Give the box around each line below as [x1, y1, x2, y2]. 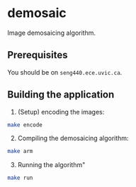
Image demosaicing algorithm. [7, 28, 96, 37]
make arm [7, 148, 33, 155]
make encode [7, 121, 42, 129]
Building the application [7, 89, 115, 101]
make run [7, 174, 33, 182]
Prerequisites [7, 49, 68, 61]
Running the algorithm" [17, 161, 86, 169]
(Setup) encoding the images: [17, 107, 105, 116]
